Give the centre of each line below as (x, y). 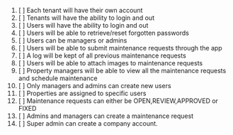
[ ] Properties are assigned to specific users (82, 93)
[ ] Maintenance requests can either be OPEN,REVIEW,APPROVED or (118, 101)
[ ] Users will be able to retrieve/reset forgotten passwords (104, 33)
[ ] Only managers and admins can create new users (95, 86)
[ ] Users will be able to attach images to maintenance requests (110, 63)
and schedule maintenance (58, 78)
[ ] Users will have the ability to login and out (83, 25)
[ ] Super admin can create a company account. (88, 123)
